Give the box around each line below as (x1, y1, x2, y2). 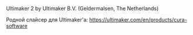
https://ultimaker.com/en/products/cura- (89, 16, 188, 23)
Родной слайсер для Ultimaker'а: (6, 16, 88, 23)
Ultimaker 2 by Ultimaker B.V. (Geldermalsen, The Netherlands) (6, 5, 159, 12)
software (6, 23, 28, 29)
